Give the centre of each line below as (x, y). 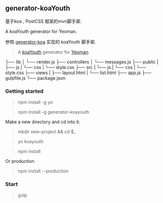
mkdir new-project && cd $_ (47, 132)
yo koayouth (31, 142)
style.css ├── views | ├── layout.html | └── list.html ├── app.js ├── (78, 73)
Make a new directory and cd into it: (43, 122)
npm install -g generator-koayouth (53, 112)
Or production (20, 161)
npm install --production (43, 171)
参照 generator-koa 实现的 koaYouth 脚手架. (51, 42)
